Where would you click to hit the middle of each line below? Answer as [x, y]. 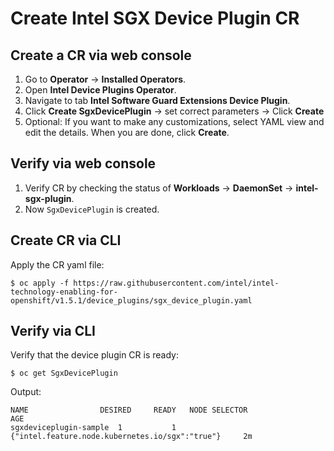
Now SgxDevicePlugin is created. [92, 209]
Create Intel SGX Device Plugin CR [155, 18]
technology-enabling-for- [64, 292]
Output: [26, 392]
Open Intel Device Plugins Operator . [100, 90]
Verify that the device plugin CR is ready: [94, 355]
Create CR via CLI [66, 240]
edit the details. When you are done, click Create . [127, 132]
